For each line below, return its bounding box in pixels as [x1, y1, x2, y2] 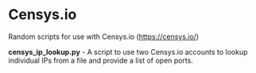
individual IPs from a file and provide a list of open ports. [8, 56, 193, 65]
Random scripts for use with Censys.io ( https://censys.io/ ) [8, 32, 200, 41]
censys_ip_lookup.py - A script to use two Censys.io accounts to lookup [8, 47, 248, 56]
